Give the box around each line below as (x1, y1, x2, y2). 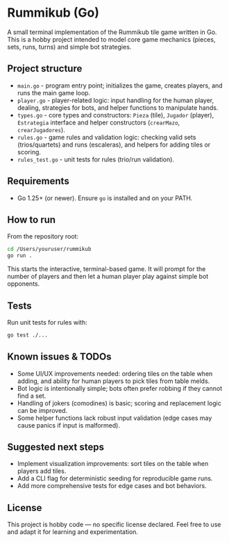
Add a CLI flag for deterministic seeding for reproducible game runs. (17, 474, 213, 483)
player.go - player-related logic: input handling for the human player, (17, 96, 214, 104)
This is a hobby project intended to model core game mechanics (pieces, (7, 35, 216, 43)
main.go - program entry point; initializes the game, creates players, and (17, 81, 223, 90)
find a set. (17, 391, 46, 400)
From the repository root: (7, 232, 78, 241)
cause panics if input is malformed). (17, 421, 120, 429)
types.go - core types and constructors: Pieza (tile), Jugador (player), (17, 111, 214, 119)
